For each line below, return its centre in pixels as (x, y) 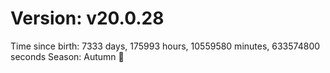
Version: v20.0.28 (87, 18)
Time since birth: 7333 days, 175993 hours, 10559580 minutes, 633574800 (165, 46)
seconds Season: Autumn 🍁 (67, 56)
